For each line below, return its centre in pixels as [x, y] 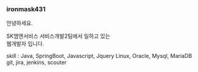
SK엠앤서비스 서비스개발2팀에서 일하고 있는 [58, 36]
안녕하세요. [20, 23]
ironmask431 [26, 9]
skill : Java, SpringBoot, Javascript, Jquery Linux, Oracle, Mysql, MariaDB [99, 56]
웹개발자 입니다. [25, 44]
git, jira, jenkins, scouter [36, 62]
